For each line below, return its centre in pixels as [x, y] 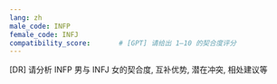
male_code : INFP [40, 26]
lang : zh [26, 18]
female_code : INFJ [44, 34]
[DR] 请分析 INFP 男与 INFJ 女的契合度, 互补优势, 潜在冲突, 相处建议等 [139, 70]
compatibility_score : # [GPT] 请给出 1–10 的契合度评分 [123, 43]
